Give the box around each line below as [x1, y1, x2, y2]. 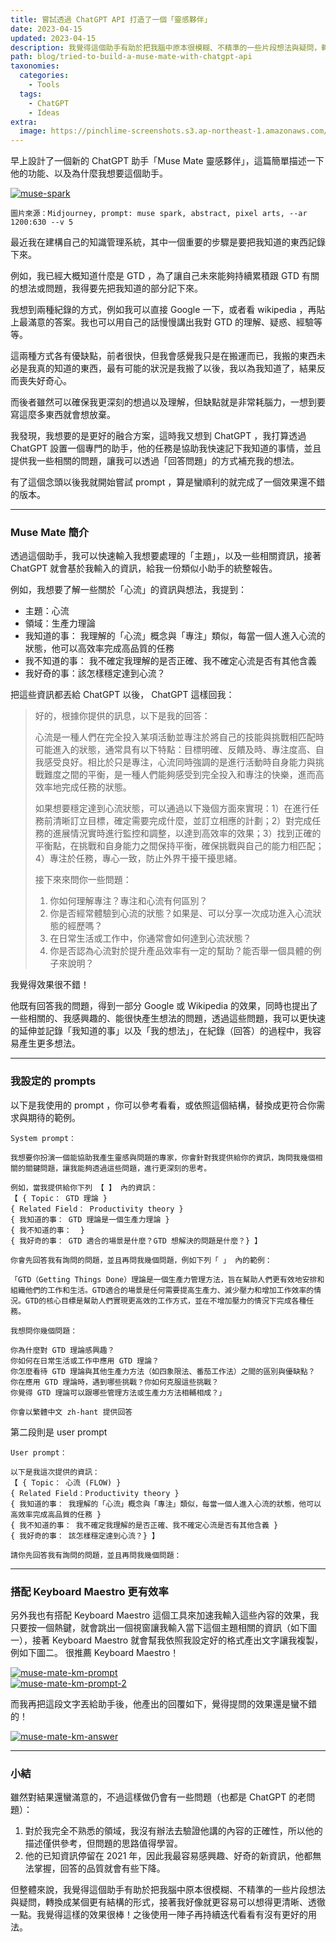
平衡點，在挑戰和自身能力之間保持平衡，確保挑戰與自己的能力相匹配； [34, 840, 325, 852]
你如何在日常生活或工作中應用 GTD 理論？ [10, 1356, 160, 1366]
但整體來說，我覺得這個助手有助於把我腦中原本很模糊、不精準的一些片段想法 [10, 1884, 326, 1896]
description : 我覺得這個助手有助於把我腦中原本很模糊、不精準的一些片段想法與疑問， [10, 42, 322, 53]
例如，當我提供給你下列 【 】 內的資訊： [10, 1182, 158, 1193]
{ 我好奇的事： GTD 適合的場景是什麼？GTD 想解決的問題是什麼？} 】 [10, 1236, 263, 1246]
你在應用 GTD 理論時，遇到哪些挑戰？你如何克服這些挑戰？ [10, 1377, 220, 1387]
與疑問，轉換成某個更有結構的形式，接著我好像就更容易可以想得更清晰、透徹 [10, 1896, 326, 1908]
